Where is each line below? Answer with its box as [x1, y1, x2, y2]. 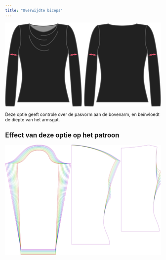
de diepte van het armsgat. [5, 116, 60, 122]
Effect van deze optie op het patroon [5, 131, 120, 140]
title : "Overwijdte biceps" [5, 8, 63, 13]
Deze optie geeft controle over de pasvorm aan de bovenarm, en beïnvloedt [5, 111, 160, 117]
